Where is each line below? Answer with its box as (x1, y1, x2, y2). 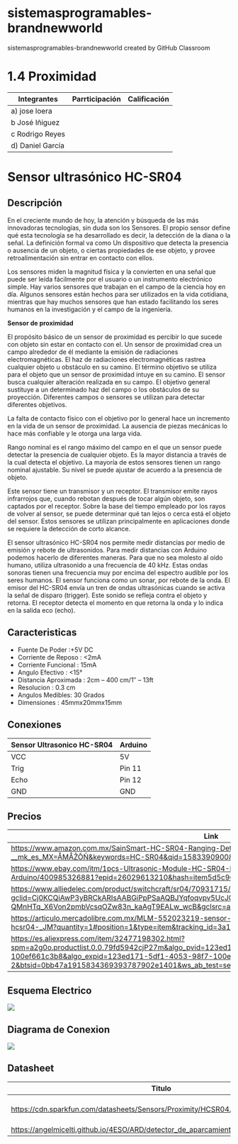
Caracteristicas (7, 626, 77, 639)
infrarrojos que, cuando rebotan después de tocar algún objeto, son (7, 494, 205, 503)
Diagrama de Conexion (7, 1023, 110, 1035)
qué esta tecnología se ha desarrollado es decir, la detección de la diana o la (7, 231, 231, 239)
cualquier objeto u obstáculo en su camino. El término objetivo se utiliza (7, 362, 217, 371)
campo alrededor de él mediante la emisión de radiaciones (7, 348, 178, 356)
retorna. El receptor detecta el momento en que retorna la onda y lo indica (7, 598, 224, 607)
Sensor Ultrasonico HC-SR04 (11, 740, 113, 750)
